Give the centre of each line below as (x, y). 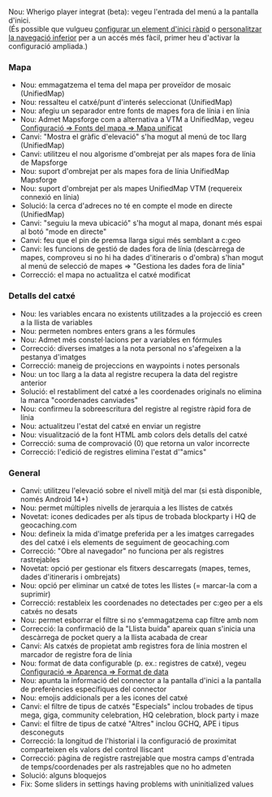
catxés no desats (49, 611)
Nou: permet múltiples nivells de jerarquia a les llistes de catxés (126, 508)
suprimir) (35, 594)
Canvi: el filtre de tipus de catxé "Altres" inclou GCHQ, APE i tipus (130, 723)
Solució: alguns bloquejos (63, 775)
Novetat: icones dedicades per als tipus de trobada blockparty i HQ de (138, 516)
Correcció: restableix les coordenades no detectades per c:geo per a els (141, 602)
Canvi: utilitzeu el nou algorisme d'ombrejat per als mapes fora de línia (138, 154)
